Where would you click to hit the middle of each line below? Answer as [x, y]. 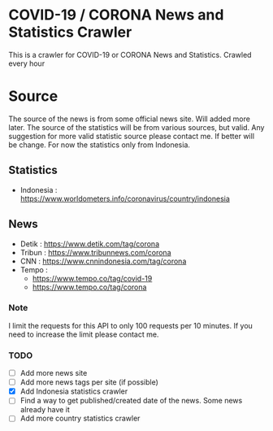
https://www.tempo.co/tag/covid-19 [92, 278]
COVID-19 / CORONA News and [116, 15]
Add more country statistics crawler [80, 418]
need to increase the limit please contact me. [84, 334]
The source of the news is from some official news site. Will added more [129, 119]
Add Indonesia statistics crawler [74, 391]
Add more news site [54, 373]
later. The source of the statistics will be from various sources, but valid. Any [136, 127]
